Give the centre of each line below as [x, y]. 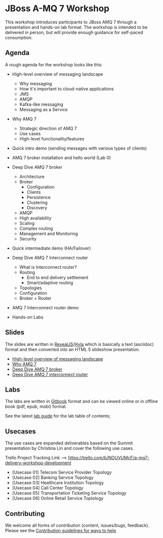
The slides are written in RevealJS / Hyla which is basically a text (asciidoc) [80, 344]
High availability [35, 218]
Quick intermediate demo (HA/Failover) [51, 248]
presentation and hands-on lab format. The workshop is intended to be [76, 27]
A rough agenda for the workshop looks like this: [54, 64]
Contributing [25, 513]
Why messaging [36, 83]
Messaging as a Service [43, 109]
